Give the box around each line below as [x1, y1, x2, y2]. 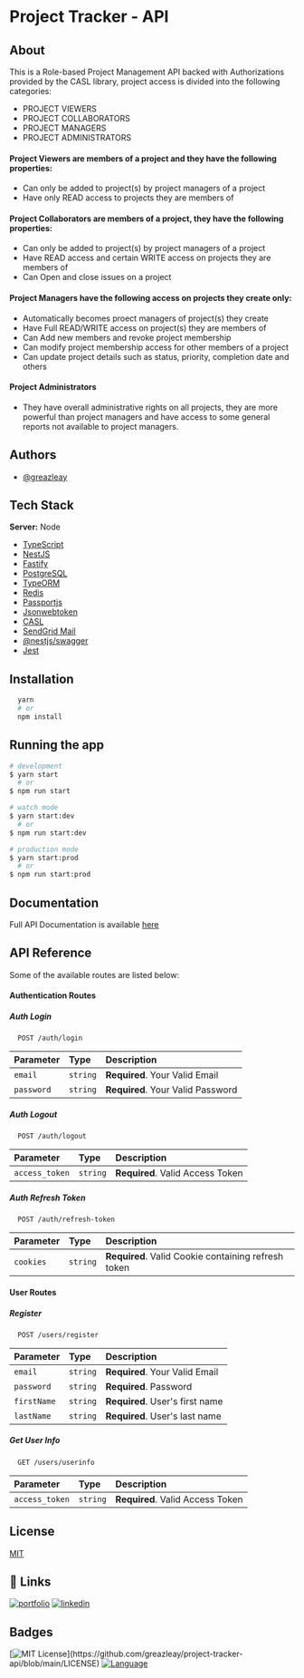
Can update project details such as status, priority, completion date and [22, 351, 290, 362]
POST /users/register [17, 1330, 100, 1339]
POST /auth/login [17, 1033, 83, 1043]
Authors [9, 447, 57, 463]
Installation [9, 671, 74, 686]
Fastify [22, 558, 48, 569]
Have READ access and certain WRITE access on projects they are [22, 252, 271, 264]
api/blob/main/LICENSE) [9, 1658, 100, 1669]
